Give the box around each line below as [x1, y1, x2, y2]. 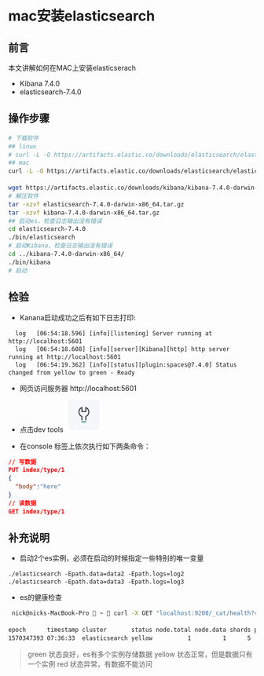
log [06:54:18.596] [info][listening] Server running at [15, 329, 213, 338]
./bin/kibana [8, 258, 51, 266]
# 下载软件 [8, 134, 39, 142]
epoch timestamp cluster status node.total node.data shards [8, 626, 251, 634]
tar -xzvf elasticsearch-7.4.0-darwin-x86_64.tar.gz [8, 200, 185, 208]
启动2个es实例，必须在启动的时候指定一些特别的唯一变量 [19, 554, 204, 563]
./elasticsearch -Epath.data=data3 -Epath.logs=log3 [8, 578, 185, 586]
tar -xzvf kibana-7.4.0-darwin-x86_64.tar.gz [8, 209, 159, 217]
